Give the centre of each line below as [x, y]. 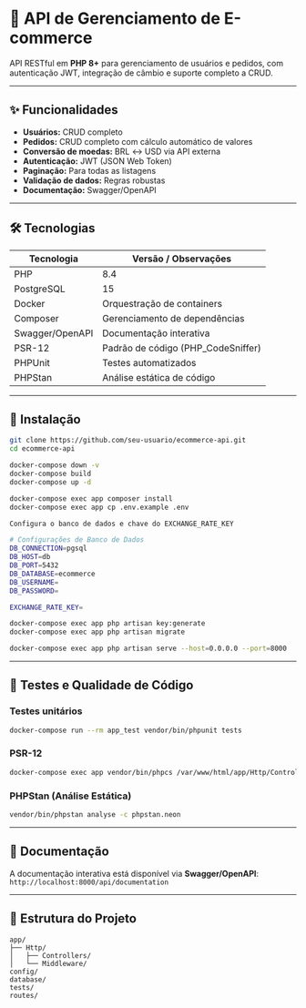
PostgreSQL [40, 289]
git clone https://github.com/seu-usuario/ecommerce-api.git [128, 441]
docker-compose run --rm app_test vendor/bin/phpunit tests [126, 730]
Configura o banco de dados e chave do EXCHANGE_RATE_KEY [122, 524]
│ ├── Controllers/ [51, 955]
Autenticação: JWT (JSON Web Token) [97, 161]
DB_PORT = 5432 [34, 565]
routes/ [24, 995]
